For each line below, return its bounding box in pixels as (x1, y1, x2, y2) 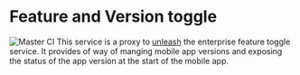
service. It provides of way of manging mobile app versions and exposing (9, 45, 283, 56)
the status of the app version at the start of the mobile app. (9, 55, 229, 66)
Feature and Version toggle (9, 6, 218, 27)
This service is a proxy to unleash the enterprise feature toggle (56, 36, 291, 47)
